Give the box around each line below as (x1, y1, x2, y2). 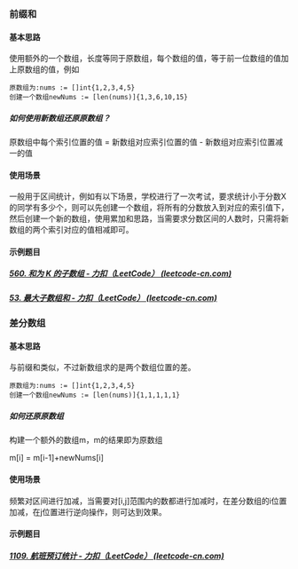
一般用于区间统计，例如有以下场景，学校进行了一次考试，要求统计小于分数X (9, 191, 286, 202)
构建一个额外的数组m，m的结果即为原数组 (9, 435, 163, 446)
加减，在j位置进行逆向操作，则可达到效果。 (9, 506, 167, 517)
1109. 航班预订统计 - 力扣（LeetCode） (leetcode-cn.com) (9, 550, 224, 561)
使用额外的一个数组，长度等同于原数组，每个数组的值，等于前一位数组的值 (9, 53, 281, 64)
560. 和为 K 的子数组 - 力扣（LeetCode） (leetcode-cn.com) (9, 268, 232, 279)
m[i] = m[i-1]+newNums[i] (9, 453, 104, 463)
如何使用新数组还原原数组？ (9, 113, 111, 123)
